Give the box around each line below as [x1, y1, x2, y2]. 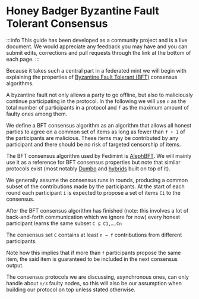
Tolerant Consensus [6, 17, 108, 30]
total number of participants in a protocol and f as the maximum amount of [6, 104, 189, 111]
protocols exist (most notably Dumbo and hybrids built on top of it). [6, 165, 170, 172]
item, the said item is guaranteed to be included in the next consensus [6, 255, 178, 263]
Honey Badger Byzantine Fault [6, 4, 159, 18]
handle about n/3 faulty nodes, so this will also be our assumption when [6, 279, 182, 286]
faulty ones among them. [6, 110, 68, 117]
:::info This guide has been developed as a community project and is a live [6, 36, 188, 43]
